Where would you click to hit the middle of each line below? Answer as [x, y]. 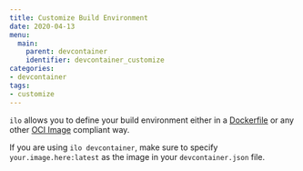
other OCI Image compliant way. [70, 129]
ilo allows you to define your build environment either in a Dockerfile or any [151, 120]
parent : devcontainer [66, 52]
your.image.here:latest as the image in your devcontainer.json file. [137, 156]
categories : [32, 69]
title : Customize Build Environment [79, 18]
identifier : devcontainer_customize [96, 60]
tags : [20, 85]
